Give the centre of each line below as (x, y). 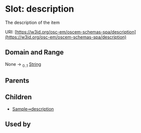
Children (18, 97)
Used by (18, 124)
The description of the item (33, 22)
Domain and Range (35, 52)
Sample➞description (33, 109)
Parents (17, 81)
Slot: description (40, 9)
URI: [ (11, 32)
